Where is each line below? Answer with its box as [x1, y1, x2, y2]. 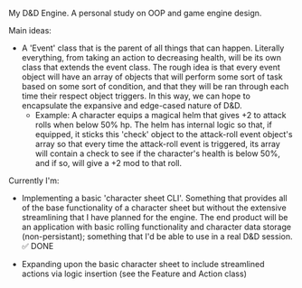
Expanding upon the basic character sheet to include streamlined [21, 259, 265, 269]
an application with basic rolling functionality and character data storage [21, 221, 291, 232]
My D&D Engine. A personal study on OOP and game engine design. [8, 8, 262, 18]
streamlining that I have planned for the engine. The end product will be [21, 212, 288, 222]
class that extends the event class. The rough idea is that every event [21, 62, 281, 72]
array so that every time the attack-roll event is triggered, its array [34, 139, 281, 149]
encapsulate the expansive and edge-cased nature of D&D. [21, 100, 242, 111]
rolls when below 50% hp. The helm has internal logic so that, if [34, 119, 272, 130]
